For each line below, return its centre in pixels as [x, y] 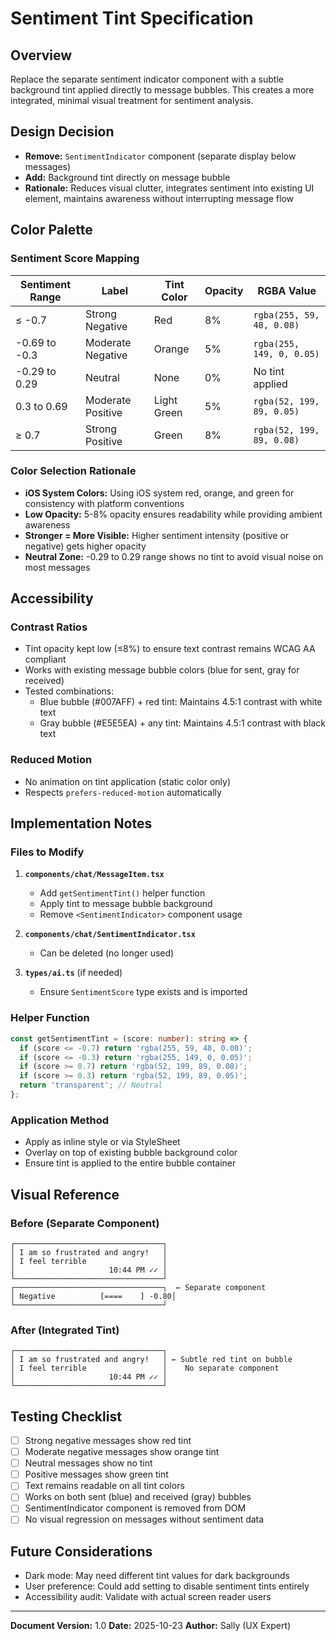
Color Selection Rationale [73, 471]
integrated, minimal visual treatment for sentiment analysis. [132, 100]
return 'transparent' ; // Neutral [91, 1085]
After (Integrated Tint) [65, 1330]
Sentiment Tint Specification [132, 18]
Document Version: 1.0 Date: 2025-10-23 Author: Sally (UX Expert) [151, 1626]
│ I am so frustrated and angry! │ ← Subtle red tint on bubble [151, 1360]
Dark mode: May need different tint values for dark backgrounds [157, 1576]
